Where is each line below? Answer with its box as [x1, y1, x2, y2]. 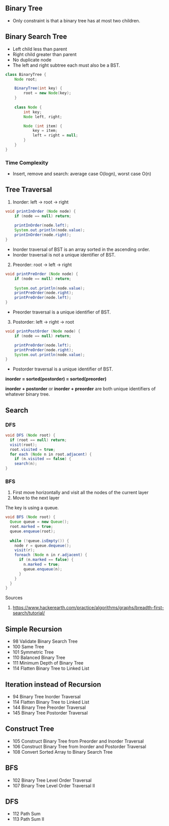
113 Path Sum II [12, 816, 45, 822]
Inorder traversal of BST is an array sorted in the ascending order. [12, 246, 150, 252]
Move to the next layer [12, 495, 60, 501]
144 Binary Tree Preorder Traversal [12, 704, 86, 710]
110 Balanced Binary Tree [12, 654, 65, 661]
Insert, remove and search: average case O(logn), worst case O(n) [12, 170, 151, 177]
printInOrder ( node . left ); [14, 223, 70, 228]
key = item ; [32, 128, 58, 133]
